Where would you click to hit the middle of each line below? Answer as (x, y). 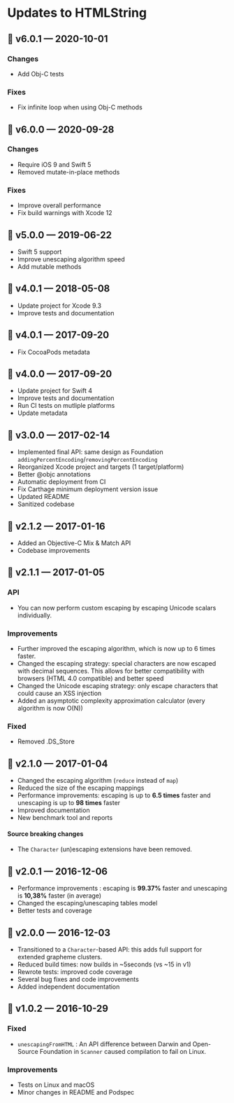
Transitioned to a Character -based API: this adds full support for (110, 949)
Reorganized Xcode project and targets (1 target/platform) (101, 467)
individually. (35, 615)
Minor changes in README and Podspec (76, 1092)
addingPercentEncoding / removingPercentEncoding (87, 460)
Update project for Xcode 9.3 (59, 306)
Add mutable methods (49, 266)
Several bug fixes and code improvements (78, 979)
